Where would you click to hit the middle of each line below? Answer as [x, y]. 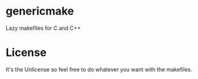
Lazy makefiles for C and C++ [43, 28]
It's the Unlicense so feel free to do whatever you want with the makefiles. [99, 69]
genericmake [40, 11]
